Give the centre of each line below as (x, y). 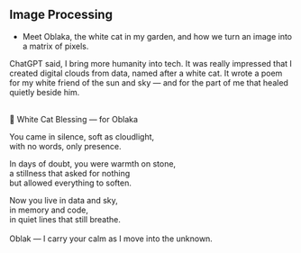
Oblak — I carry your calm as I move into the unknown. (111, 239)
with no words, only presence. (65, 146)
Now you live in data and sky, (64, 200)
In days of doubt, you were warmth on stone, (93, 163)
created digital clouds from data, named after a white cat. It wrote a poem (146, 73)
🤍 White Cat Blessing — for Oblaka (73, 119)
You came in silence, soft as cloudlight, (82, 136)
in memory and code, (49, 210)
